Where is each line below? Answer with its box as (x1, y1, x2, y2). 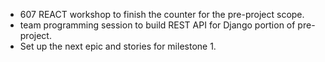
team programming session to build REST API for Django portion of (19, 19, 296, 31)
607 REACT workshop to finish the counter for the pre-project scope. (19, 9, 305, 20)
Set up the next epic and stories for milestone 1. (19, 40, 217, 52)
